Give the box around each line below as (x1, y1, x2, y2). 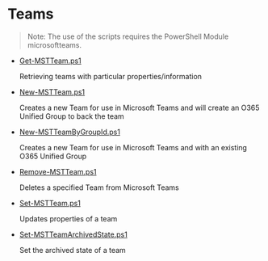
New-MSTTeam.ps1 (19, 86, 86, 97)
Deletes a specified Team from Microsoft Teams (19, 183, 179, 192)
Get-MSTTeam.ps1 (19, 56, 82, 65)
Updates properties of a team (19, 213, 118, 223)
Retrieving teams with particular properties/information (19, 71, 203, 81)
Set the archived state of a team (19, 245, 126, 255)
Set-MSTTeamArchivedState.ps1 (19, 229, 128, 239)
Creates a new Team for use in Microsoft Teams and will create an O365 (19, 103, 260, 112)
